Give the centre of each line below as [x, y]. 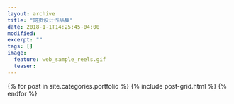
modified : [22, 33]
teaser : [25, 66]
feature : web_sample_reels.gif [60, 60]
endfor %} [22, 93]
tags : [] [20, 46]
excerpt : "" [25, 40]
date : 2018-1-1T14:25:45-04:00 [54, 27]
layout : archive [31, 14]
